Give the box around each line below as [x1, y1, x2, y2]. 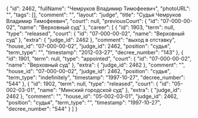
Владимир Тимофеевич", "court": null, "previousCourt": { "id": [6, 18, 160, 24]
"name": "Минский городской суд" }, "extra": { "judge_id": [37, 87, 181, 93]
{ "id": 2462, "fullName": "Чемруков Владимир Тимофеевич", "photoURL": [6, 5, 191, 12]
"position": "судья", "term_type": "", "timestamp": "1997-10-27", [6, 99, 161, 106]
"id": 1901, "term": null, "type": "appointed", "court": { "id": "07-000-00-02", [6, 55, 191, 62]
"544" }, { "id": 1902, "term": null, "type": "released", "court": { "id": [6, 80, 171, 87]
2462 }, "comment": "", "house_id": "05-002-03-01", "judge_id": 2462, [6, 93, 178, 100]
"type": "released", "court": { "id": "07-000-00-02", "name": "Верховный [6, 30, 185, 37]
